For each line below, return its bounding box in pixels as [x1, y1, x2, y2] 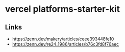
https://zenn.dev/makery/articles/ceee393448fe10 [12, 36, 114, 42]
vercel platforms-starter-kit [5, 3, 120, 15]
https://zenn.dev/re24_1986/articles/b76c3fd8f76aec [12, 41, 119, 47]
